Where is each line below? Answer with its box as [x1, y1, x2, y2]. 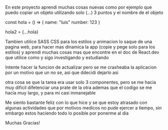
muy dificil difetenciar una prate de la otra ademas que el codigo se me [5, 84, 152, 90]
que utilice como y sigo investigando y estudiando [5, 54, 109, 60]
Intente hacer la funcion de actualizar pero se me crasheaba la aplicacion [5, 64, 157, 70]
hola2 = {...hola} [5, 29, 39, 34]
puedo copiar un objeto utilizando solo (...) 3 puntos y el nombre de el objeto [5, 9, 164, 15]
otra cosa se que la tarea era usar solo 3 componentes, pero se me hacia [5, 79, 156, 85]
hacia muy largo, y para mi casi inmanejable [5, 90, 96, 95]
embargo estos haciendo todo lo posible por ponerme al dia [5, 110, 129, 116]
